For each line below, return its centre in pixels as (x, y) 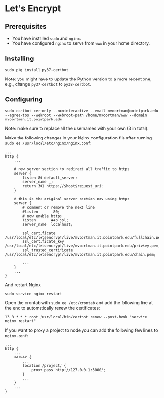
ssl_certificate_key (43, 241)
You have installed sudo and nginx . (47, 38)
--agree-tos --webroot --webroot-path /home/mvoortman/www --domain (76, 115)
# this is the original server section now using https (72, 199)
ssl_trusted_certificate (48, 250)
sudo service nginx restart (34, 294)
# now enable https (42, 216)
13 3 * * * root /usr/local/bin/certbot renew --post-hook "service (76, 317)
